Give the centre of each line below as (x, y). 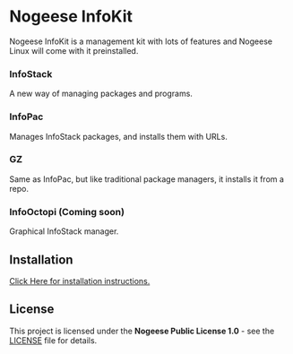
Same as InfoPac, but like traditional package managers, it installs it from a (147, 179)
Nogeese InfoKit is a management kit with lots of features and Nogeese (141, 41)
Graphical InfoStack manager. (64, 231)
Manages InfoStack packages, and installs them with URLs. (119, 136)
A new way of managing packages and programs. (101, 94)
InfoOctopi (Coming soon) (67, 212)
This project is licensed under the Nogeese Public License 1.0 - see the (142, 331)
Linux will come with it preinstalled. (74, 50)
